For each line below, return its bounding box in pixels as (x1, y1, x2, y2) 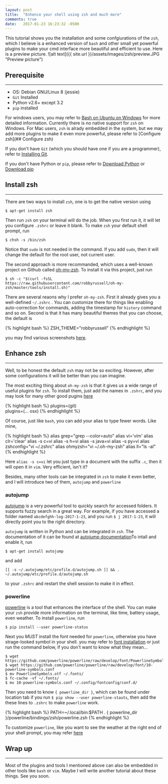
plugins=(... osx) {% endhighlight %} (5, 408, 80, 414)
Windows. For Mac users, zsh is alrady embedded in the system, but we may (5, 125, 163, 131)
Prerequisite (5, 71, 44, 79)
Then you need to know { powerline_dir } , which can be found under (5, 689, 150, 695)
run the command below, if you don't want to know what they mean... (5, 644, 148, 650)
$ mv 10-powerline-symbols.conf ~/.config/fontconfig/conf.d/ (5, 680, 137, 685)
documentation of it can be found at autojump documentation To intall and (5, 534, 156, 540)
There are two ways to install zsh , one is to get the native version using (5, 199, 151, 205)
